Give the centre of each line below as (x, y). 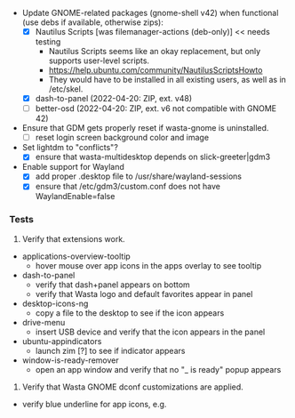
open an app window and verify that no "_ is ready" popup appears (158, 369)
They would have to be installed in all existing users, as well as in (167, 80)
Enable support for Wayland (73, 167)
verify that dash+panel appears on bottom (113, 285)
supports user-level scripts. (99, 60)
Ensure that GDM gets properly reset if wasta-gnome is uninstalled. (145, 128)
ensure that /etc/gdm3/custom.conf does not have (128, 187)
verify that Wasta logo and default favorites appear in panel (144, 293)
